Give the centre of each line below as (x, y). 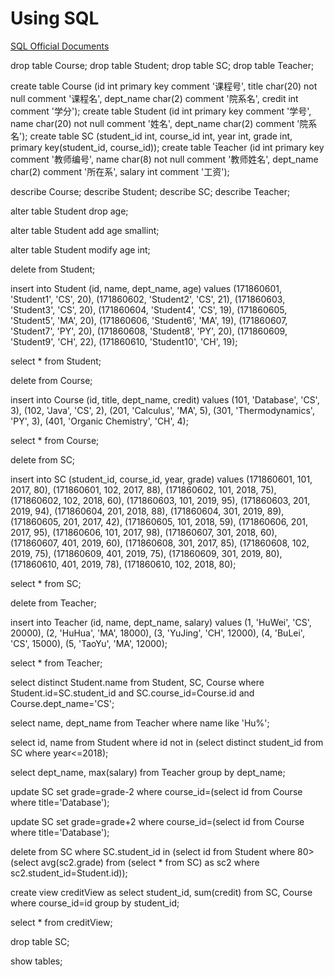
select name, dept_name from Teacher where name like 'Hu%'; (140, 723)
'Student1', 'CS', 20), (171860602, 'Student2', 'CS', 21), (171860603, (148, 299)
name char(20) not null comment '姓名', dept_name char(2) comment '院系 (164, 123)
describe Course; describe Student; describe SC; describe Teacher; (150, 191)
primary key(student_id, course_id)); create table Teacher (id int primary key (167, 147)
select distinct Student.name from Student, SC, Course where (137, 682)
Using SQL (55, 18)
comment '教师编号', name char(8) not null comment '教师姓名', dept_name (164, 159)
